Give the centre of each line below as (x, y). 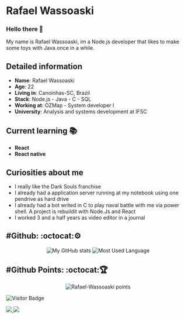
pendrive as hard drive (41, 199)
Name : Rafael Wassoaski (44, 81)
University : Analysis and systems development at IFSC (81, 112)
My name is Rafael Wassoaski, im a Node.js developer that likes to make (93, 42)
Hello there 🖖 (25, 29)
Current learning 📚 (42, 131)
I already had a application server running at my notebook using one (97, 193)
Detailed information (44, 66)
